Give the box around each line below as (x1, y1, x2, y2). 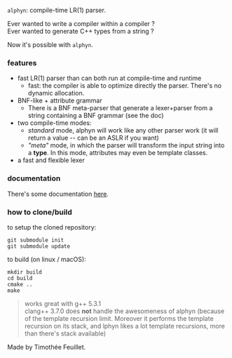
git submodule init (7, 237, 64, 244)
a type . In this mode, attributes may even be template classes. (27, 149, 208, 157)
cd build (7, 274, 33, 281)
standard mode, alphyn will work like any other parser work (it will (27, 126, 219, 135)
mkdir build (7, 268, 42, 276)
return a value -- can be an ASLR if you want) (27, 133, 159, 142)
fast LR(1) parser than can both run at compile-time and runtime (17, 74, 202, 83)
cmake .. (7, 281, 33, 288)
